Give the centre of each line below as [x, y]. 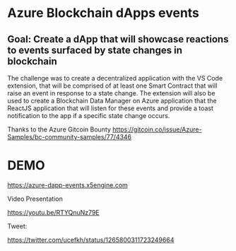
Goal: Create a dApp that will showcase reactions [118, 39]
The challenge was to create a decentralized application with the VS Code [115, 78]
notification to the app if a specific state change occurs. [89, 116]
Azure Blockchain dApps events [104, 13]
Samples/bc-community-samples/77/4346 [70, 137]
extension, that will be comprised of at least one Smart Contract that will [112, 86]
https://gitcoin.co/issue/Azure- [158, 129]
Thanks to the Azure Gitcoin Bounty [59, 129]
